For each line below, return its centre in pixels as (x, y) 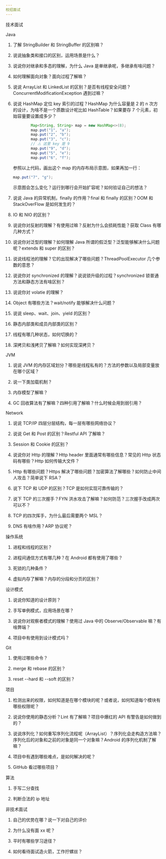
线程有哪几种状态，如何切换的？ (45, 334)
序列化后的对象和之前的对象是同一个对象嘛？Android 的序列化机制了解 (84, 739)
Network (15, 413)
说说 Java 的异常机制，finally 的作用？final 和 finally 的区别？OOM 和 (83, 198)
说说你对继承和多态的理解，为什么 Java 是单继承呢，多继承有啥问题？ (84, 66)
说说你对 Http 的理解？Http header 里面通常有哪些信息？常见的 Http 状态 (87, 455)
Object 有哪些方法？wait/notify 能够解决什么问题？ (64, 303)
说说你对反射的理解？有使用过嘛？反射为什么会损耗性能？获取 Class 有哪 (87, 225)
